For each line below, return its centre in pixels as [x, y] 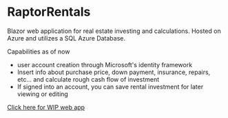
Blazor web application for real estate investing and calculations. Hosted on [114, 31]
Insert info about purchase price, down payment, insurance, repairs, [114, 72]
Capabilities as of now [39, 51]
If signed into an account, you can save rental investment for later [110, 86]
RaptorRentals [49, 12]
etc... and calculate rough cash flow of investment [88, 79]
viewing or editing [43, 94]
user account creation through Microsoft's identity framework [105, 64]
